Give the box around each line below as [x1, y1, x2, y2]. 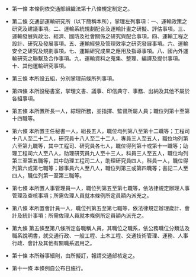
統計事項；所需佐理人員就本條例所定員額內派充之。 [22, 212, 147, 219]
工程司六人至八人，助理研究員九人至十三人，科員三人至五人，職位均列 [17, 150, 188, 157]
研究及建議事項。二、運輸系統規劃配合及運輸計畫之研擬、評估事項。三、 [11, 26, 188, 32]
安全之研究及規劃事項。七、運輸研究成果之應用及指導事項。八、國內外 [11, 47, 184, 55]
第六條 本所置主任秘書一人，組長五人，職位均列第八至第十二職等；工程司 [11, 128, 190, 135]
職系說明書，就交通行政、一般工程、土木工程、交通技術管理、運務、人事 [11, 232, 188, 239]
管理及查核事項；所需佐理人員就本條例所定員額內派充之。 [11, 192, 152, 199]
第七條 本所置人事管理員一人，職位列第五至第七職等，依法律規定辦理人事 [11, 184, 190, 192]
